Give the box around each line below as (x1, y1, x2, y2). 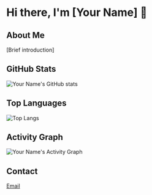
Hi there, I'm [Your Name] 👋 (6, 6, 148, 20)
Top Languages (6, 98, 67, 109)
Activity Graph (6, 132, 63, 143)
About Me (6, 30, 45, 40)
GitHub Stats (6, 64, 56, 74)
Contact (6, 166, 38, 177)
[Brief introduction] (6, 46, 55, 53)
